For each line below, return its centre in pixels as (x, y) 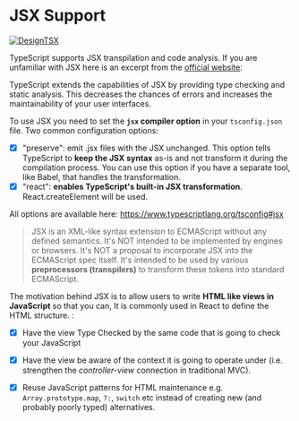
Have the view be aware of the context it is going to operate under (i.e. (153, 360)
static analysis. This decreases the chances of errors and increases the (141, 94)
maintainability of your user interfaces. (81, 103)
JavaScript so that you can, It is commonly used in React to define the (139, 306)
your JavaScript (51, 343)
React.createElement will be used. (85, 197)
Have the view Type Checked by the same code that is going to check (151, 333)
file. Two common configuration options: (84, 130)
